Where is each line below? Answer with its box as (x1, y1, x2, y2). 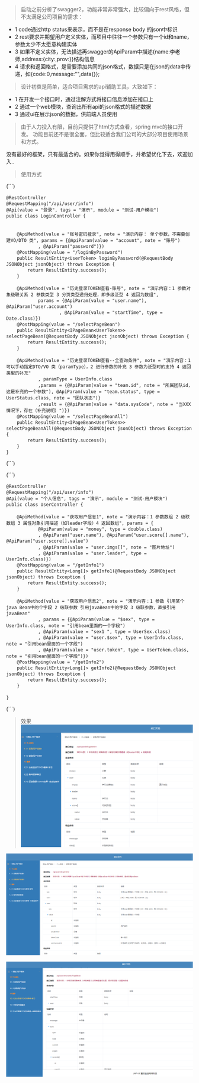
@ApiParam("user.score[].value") (6, 538, 89, 544)
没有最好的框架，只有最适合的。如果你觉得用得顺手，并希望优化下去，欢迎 (6, 151, 188, 158)
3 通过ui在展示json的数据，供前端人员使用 (14, 111, 117, 118)
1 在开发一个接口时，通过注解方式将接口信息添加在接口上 (14, 96, 154, 103)
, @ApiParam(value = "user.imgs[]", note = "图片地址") (37, 544, 175, 550)
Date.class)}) (6, 316, 41, 322)
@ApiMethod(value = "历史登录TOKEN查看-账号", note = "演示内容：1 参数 (17, 285, 187, 291)
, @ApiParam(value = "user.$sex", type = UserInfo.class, (37, 635, 184, 641)
